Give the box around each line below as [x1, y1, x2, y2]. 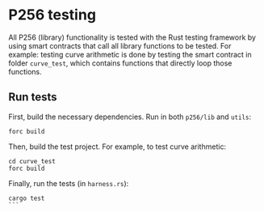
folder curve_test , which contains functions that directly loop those [8, 58, 233, 68]
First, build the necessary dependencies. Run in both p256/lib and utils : [8, 112, 252, 121]
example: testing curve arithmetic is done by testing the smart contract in [8, 49, 252, 59]
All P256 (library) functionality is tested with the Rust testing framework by [8, 32, 257, 42]
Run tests [8, 91, 57, 104]
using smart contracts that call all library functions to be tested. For [8, 40, 232, 50]
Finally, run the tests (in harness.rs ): [8, 178, 129, 188]
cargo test [8, 194, 45, 202]
